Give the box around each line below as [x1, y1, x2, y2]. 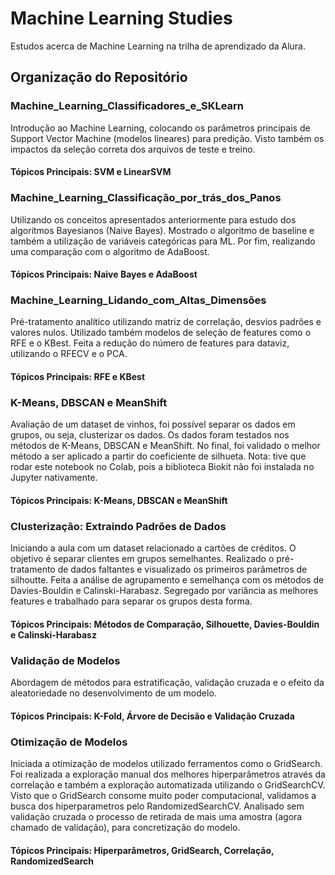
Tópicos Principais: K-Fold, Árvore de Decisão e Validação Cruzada [10, 710, 295, 722]
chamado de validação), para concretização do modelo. [10, 821, 241, 833]
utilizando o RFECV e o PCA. [10, 348, 128, 360]
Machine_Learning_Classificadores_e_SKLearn [10, 99, 245, 113]
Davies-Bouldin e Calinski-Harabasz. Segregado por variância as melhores [10, 585, 319, 597]
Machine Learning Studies [10, 7, 233, 30]
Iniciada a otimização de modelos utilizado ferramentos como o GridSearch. [10, 757, 323, 769]
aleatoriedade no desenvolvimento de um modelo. [10, 687, 217, 699]
